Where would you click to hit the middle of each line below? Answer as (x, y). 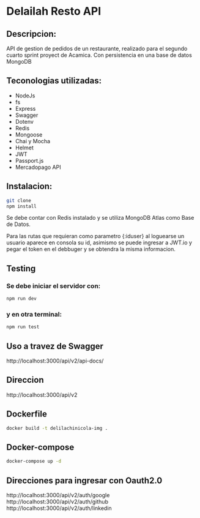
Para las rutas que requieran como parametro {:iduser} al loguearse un (95, 236)
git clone (19, 200)
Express (25, 108)
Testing (21, 268)
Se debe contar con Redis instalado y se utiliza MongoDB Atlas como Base (100, 218)
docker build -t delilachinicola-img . (57, 428)
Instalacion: (29, 186)
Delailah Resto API (54, 11)
